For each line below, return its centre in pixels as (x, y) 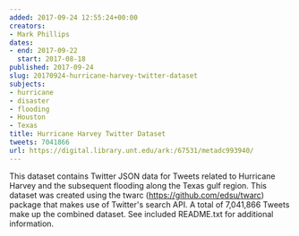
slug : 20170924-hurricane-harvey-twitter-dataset (104, 76)
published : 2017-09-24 (51, 68)
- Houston (28, 117)
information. (32, 223)
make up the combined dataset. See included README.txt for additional (141, 214)
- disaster (30, 101)
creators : (28, 26)
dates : (21, 42)
